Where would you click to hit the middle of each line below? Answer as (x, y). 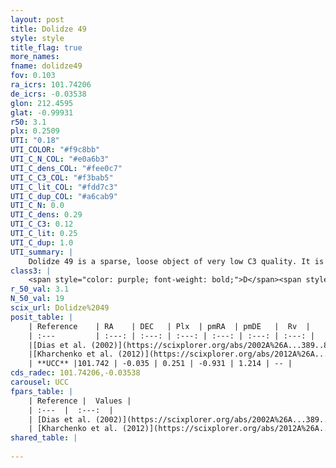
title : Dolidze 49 (48, 29)
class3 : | (31, 271)
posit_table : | (42, 317)
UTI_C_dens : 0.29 (46, 215)
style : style (37, 38)
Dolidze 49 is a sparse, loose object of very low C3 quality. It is (176, 261)
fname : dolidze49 (46, 66)
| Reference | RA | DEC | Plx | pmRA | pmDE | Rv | (169, 326)
